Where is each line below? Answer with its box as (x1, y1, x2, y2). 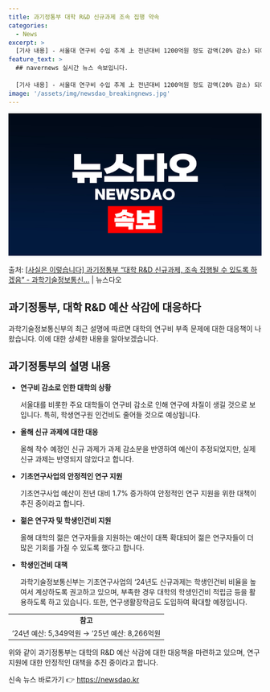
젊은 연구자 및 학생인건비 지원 (19, 516, 112, 525)
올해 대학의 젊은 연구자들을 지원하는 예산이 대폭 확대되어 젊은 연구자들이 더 (19, 532, 255, 542)
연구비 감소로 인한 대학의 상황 (19, 383, 112, 392)
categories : (8, 21, 48, 30)
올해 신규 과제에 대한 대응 (19, 427, 99, 437)
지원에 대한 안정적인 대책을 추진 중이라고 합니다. (8, 657, 159, 668)
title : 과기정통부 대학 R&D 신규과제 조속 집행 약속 (8, 13, 160, 21)
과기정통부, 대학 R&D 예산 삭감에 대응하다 (8, 300, 202, 314)
